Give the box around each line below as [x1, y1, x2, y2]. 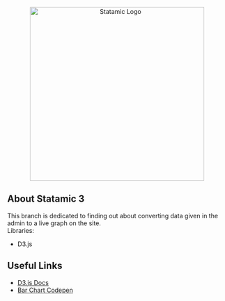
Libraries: [7, 226, 35, 234]
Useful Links [7, 260, 63, 272]
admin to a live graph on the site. [7, 219, 101, 227]
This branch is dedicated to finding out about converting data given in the [7, 211, 218, 220]
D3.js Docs [17, 278, 49, 286]
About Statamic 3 [7, 193, 85, 205]
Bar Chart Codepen [17, 286, 73, 294]
